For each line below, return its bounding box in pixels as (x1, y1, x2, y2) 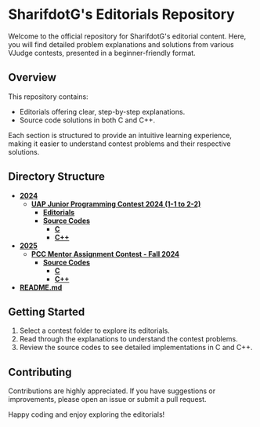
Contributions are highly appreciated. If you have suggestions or (8, 386, 216, 396)
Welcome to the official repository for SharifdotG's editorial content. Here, (8, 31, 247, 41)
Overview (8, 71, 57, 84)
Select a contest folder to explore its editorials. (19, 326, 170, 335)
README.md (19, 283, 63, 292)
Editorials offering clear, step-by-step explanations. (19, 107, 186, 116)
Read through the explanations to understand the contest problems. (19, 334, 238, 344)
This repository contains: (8, 92, 88, 101)
